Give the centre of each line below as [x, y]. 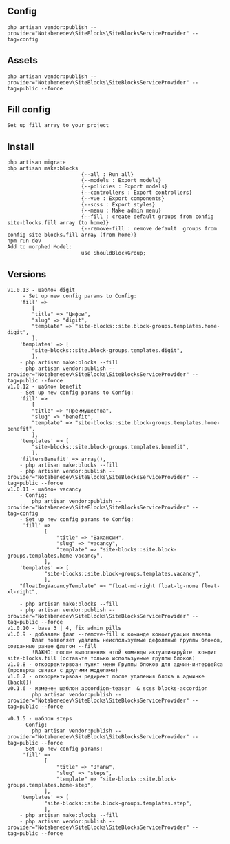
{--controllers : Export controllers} [137, 193]
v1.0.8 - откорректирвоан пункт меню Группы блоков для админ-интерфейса [115, 665]
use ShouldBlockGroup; [114, 253]
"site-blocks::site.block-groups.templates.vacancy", [123, 574]
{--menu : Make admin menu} [121, 211]
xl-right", [23, 592]
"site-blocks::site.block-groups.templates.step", [118, 803]
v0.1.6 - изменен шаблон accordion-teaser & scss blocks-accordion [107, 689]
